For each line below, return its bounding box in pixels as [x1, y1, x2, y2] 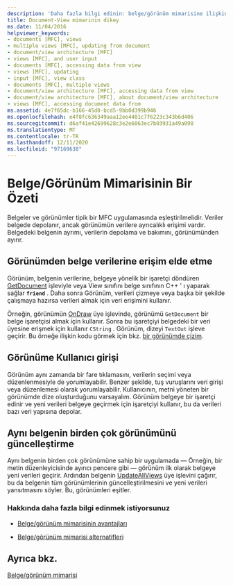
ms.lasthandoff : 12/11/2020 [7, 140, 89, 146]
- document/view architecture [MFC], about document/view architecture [7, 94, 218, 101]
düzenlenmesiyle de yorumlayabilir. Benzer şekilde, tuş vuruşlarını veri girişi [7, 378, 223, 386]
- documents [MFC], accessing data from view [7, 62, 141, 69]
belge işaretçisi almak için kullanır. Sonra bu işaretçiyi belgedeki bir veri [7, 317, 211, 325]
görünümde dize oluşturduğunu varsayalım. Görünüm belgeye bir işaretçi [7, 392, 216, 401]
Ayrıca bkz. [7, 553, 58, 564]
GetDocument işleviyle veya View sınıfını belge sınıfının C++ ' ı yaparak [7, 281, 210, 290]
